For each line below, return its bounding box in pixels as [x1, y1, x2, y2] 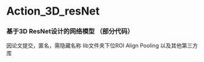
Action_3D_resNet [6, 4, 100, 18]
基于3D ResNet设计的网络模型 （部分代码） [6, 27, 134, 36]
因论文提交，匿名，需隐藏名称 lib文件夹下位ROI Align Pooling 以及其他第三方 [6, 42, 199, 49]
